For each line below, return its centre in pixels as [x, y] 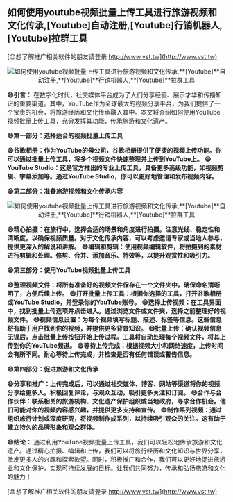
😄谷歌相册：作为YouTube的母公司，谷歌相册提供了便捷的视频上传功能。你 [114, 150]
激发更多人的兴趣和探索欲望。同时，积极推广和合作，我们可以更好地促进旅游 [116, 459]
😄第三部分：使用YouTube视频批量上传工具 [69, 270]
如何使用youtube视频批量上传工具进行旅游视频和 [112, 12]
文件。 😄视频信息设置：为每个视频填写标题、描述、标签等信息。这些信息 [117, 319]
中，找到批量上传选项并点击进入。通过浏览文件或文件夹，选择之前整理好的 [113, 310]
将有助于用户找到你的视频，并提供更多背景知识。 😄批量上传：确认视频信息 [114, 328]
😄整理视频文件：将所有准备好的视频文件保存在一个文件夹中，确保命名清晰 [114, 285]
